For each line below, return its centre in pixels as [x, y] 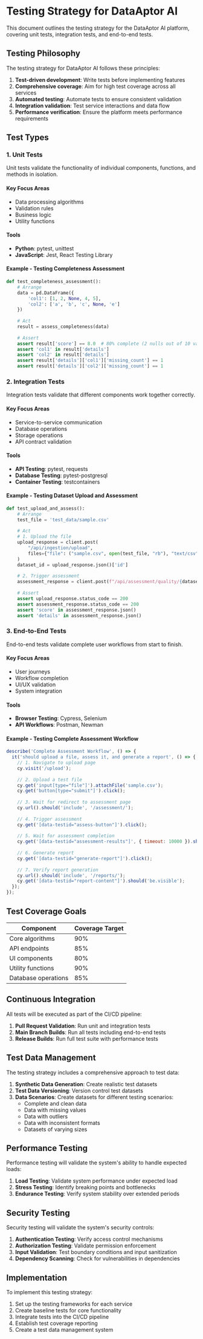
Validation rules [34, 208]
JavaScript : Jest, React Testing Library [64, 255]
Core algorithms [32, 938]
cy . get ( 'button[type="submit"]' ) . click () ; [71, 791]
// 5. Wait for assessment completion [66, 836]
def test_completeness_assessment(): [54, 282]
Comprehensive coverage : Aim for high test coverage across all [95, 86]
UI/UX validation [35, 684]
